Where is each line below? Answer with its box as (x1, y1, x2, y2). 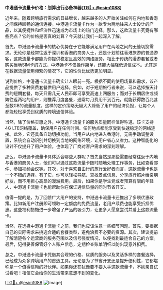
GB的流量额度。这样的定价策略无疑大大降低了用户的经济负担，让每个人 (13, 103, 156, 109)
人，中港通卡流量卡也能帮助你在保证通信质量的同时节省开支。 (5, 184, 129, 190)
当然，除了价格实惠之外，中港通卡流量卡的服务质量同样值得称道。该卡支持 (5, 119, 154, 125)
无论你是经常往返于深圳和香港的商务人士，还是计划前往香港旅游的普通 (13, 50, 154, 55)
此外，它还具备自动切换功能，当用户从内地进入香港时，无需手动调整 (13, 131, 149, 137)
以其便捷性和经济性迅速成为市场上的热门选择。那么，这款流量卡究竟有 (13, 27, 154, 33)
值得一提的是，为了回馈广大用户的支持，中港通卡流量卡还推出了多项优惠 (5, 195, 149, 200)
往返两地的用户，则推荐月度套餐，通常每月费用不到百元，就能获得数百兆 (9, 97, 154, 102)
